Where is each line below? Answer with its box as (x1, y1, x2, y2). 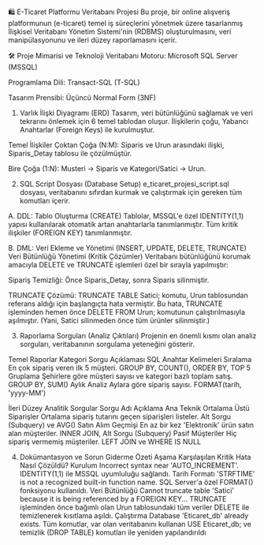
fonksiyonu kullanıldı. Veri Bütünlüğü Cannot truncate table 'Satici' (19, 486, 235, 495)
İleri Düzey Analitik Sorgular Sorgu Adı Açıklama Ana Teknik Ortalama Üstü (8, 404, 250, 412)
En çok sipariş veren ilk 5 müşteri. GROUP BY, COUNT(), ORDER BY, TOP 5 (8, 363, 251, 372)
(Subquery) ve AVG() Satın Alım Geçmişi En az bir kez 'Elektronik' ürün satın (8, 420, 255, 429)
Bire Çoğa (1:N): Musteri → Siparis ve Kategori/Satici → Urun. (8, 164, 206, 173)
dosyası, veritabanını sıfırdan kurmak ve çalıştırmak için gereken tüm (19, 188, 243, 196)
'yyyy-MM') (8, 388, 46, 398)
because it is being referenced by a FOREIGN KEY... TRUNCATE (19, 495, 227, 503)
